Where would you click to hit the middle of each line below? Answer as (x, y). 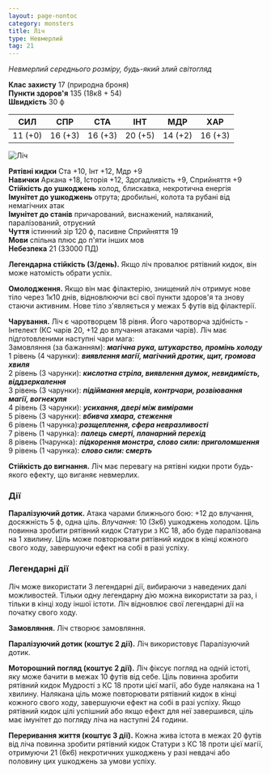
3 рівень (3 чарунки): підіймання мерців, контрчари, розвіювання (125, 390)
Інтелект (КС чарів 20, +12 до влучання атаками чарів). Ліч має (118, 330)
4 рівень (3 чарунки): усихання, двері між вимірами (101, 408)
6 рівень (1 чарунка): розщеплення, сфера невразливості (108, 425)
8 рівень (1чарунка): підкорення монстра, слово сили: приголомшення (134, 442)
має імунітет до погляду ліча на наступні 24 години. (98, 719)
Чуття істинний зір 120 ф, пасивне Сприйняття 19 (93, 232)
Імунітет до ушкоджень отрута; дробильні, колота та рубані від (119, 197)
